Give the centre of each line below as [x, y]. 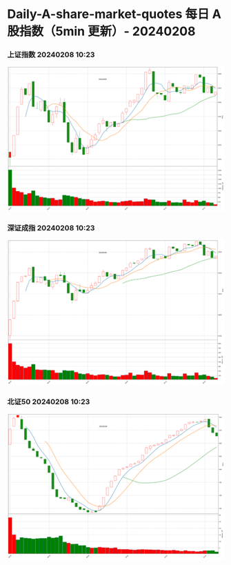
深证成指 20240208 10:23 [51, 228]
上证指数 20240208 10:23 [51, 54]
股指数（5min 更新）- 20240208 [101, 31]
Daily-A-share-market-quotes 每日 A [114, 14]
